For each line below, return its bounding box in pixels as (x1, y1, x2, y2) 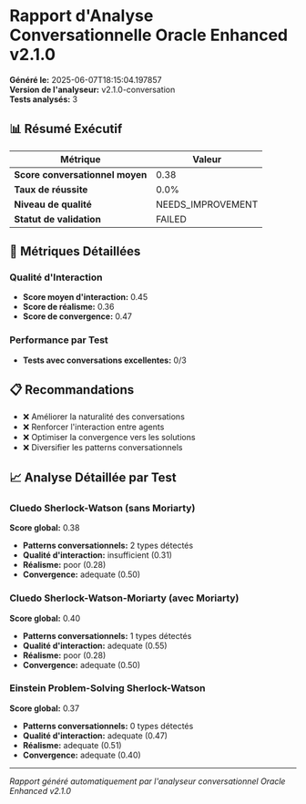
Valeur (192, 152, 222, 165)
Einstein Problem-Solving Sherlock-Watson (9, 682, 206, 695)
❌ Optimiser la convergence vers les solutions (22, 431, 196, 442)
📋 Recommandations (9, 382, 135, 397)
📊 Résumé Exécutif (9, 121, 123, 137)
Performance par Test (9, 334, 109, 346)
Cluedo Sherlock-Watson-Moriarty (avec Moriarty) (9, 592, 240, 604)
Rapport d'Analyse (9, 5, 154, 26)
